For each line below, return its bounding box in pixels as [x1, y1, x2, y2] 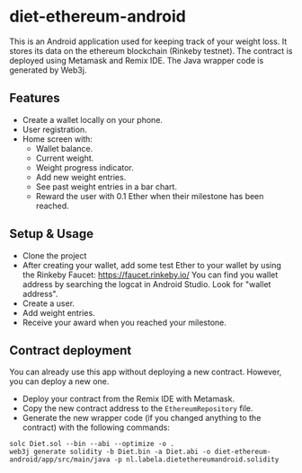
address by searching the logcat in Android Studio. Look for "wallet [22, 278, 271, 289]
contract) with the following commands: [22, 422, 171, 433]
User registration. [22, 124, 87, 135]
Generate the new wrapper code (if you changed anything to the [22, 413, 262, 424]
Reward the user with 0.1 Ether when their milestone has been [35, 190, 264, 201]
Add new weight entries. [35, 171, 127, 182]
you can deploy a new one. [9, 376, 110, 387]
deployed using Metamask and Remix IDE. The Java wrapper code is [9, 55, 264, 66]
